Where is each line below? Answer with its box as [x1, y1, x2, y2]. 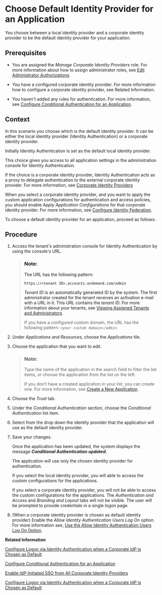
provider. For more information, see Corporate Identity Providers [5, 182, 133, 188]
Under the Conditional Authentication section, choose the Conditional [12, 405, 151, 411]
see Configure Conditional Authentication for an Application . [12, 101, 133, 107]
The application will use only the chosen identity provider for [12, 458, 133, 464]
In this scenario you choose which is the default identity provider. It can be [5, 128, 154, 134]
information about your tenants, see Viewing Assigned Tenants [24, 305, 149, 311]
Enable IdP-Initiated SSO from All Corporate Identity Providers [5, 570, 128, 576]
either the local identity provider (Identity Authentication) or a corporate [5, 133, 148, 139]
